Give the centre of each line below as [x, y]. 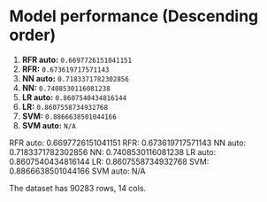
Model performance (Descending [134, 16]
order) [33, 35]
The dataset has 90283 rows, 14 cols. [78, 188]
